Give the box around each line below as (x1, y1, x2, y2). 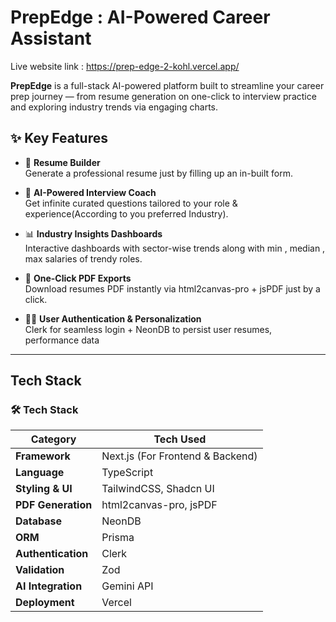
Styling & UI (15, 482, 73, 496)
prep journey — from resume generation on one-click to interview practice (10, 90, 317, 102)
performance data (24, 334, 100, 346)
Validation (15, 563, 65, 577)
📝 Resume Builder (24, 156, 101, 168)
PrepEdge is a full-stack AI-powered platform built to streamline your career (10, 79, 325, 91)
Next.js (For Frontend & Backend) (101, 449, 258, 463)
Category (30, 432, 77, 446)
